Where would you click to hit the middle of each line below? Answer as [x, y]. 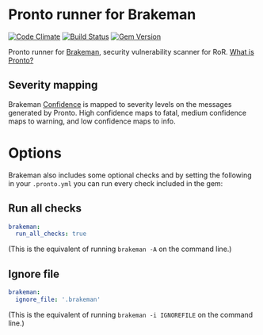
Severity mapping [53, 85]
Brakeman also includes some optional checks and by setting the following [130, 175]
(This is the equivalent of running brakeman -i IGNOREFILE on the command [131, 314]
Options [35, 153]
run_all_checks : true [51, 234]
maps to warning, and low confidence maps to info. [92, 121]
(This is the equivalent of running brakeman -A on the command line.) [120, 249]
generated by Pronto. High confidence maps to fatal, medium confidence [128, 112]
